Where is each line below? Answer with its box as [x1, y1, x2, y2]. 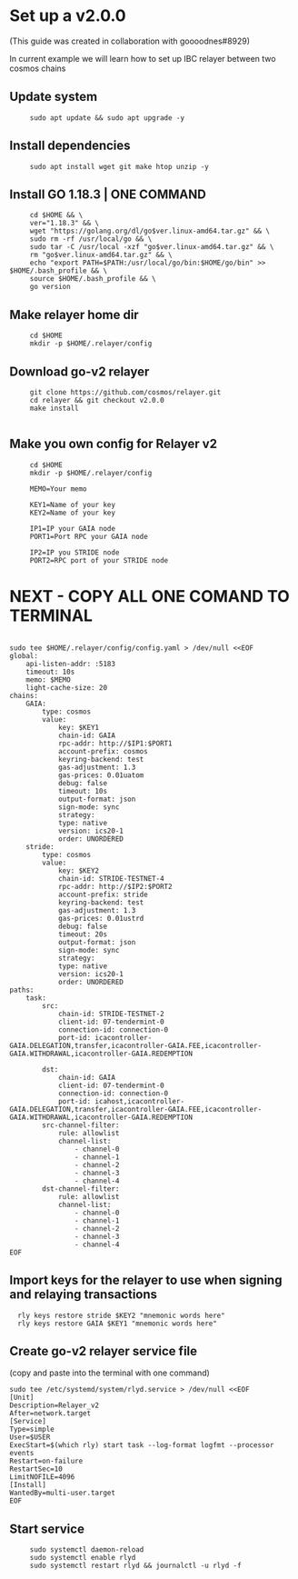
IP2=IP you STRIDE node [29, 547, 120, 557]
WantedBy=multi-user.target [9, 1488, 116, 1498]
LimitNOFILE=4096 [9, 1473, 75, 1482]
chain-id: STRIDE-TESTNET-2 [57, 1009, 165, 1018]
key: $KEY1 [57, 723, 100, 732]
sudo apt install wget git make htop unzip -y [29, 162, 209, 171]
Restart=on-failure [9, 1456, 84, 1466]
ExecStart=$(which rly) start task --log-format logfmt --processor [9, 1441, 274, 1450]
